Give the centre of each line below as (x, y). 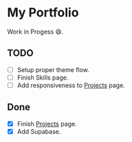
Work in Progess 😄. (35, 32)
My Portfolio (43, 13)
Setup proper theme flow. (53, 69)
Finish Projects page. (47, 123)
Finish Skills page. (43, 78)
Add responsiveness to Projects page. (71, 85)
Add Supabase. (39, 131)
